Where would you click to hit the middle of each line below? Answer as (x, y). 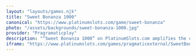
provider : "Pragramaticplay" (41, 33)
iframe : (15, 44)
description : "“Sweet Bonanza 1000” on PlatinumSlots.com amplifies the (96, 38)
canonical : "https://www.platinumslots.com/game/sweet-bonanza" (86, 22)
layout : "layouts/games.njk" (41, 11)
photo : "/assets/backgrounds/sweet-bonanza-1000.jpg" (73, 28)
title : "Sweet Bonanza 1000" (41, 17)
